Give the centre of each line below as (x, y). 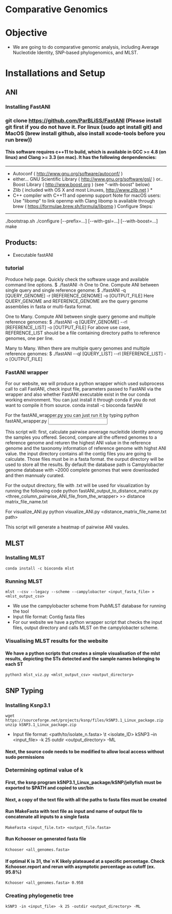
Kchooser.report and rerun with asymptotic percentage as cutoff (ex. (80, 866)
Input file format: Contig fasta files (49, 617)
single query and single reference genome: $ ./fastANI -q (66, 290)
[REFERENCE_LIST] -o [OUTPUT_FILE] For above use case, (68, 327)
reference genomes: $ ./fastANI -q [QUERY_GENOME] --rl (67, 322)
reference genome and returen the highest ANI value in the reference (78, 443)
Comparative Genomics (57, 9)
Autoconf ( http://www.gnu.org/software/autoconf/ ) (68, 173)
